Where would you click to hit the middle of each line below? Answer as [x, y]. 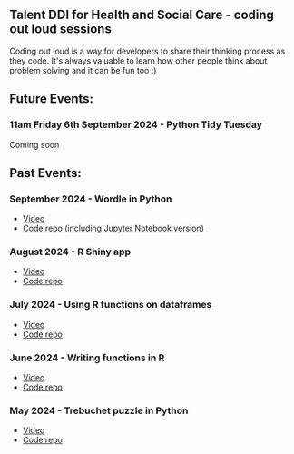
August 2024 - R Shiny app [70, 252]
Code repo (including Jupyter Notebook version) [113, 228]
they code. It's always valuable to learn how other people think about [138, 60]
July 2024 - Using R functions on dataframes [111, 305]
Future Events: [51, 99]
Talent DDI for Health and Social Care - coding [142, 15]
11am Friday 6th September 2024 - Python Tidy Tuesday [136, 124]
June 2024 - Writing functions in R [87, 358]
